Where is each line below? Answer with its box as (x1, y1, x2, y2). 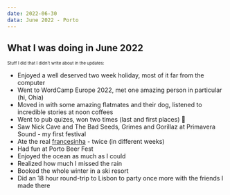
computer (17, 79, 46, 87)
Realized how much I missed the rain (17, 160, 123, 168)
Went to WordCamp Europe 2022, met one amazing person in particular (17, 86, 222, 94)
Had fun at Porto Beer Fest (17, 145, 94, 153)
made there (17, 181, 51, 190)
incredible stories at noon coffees (17, 108, 114, 116)
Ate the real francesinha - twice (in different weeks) (17, 138, 165, 146)
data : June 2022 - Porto (7, 17, 79, 24)
